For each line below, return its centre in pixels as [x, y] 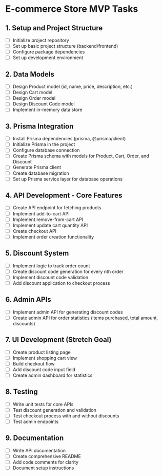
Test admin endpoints [36, 422]
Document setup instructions [43, 468]
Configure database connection [46, 150]
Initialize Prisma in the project [44, 144]
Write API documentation [39, 450]
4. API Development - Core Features [64, 196]
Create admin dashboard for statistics [53, 375]
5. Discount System [37, 253]
